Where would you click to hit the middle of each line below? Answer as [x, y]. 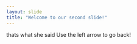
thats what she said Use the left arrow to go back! [69, 34]
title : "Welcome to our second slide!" [57, 17]
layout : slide [24, 12]
